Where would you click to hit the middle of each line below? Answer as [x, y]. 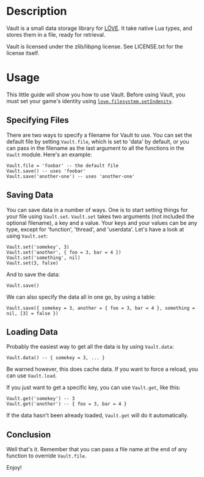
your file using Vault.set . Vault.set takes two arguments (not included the [100, 216]
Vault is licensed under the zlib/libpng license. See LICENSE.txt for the [95, 46]
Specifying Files [38, 120]
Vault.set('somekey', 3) [38, 247]
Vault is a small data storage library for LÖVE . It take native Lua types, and [99, 28]
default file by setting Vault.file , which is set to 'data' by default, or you [98, 141]
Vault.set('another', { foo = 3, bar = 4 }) [64, 252]
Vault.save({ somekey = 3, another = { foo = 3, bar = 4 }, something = [101, 308]
